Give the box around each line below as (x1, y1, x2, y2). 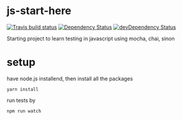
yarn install (6, 86, 39, 92)
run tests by (6, 96, 36, 104)
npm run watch (6, 108, 42, 114)
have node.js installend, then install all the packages (6, 75, 133, 82)
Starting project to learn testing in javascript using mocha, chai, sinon (6, 35, 176, 42)
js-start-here (6, 4, 72, 18)
